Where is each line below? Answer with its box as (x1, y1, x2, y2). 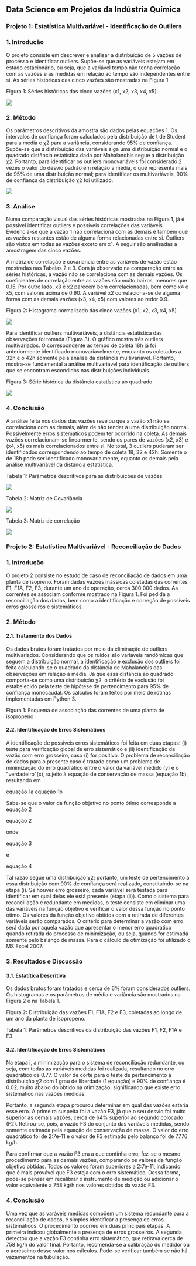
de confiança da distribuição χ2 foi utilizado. (6, 176, 114, 184)
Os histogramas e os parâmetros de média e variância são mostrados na (6, 991, 181, 998)
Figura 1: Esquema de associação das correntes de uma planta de (6, 706, 165, 713)
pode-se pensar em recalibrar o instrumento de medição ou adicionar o (6, 1176, 178, 1183)
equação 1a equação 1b (6, 788, 63, 795)
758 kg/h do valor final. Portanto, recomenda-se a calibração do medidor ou (6, 1241, 190, 1248)
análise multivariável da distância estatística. (6, 461, 114, 468)
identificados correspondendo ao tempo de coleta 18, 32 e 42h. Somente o (6, 449, 187, 456)
